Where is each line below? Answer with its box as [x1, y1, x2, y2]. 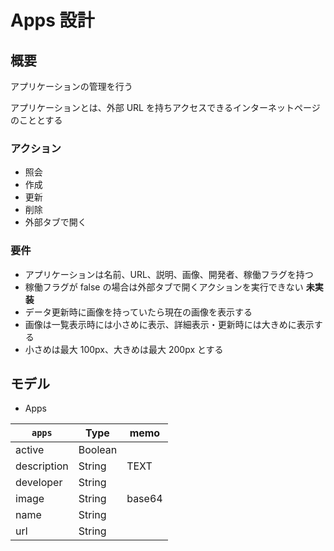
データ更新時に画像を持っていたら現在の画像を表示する [24, 306, 253, 318]
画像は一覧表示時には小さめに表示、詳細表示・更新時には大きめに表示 [24, 318, 315, 330]
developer [15, 476, 63, 490]
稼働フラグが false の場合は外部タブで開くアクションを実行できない [24, 281, 304, 293]
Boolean [78, 443, 118, 457]
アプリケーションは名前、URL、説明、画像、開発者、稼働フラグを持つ [24, 268, 314, 280]
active [15, 443, 45, 457]
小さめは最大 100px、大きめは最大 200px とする [24, 343, 224, 355]
